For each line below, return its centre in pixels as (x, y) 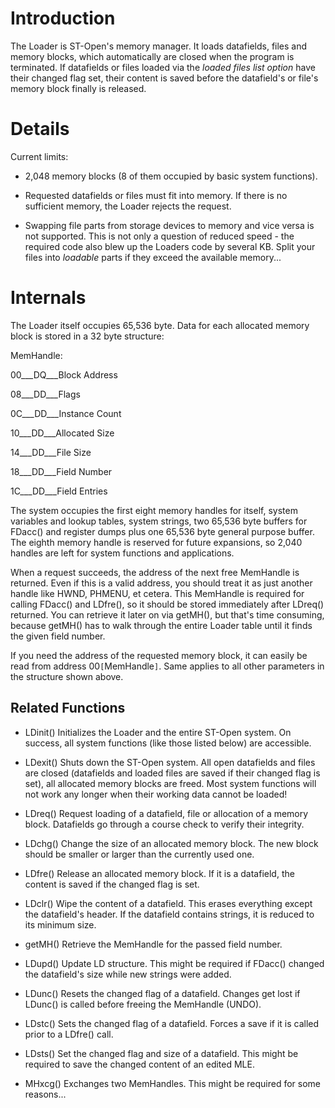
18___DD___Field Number (61, 471)
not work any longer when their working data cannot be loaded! (156, 794)
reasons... (45, 1094)
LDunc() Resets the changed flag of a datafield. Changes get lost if (162, 993)
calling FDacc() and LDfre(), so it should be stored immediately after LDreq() (167, 604)
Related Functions (68, 708)
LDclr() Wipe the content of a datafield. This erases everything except (168, 903)
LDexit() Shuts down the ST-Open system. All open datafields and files (170, 762)
